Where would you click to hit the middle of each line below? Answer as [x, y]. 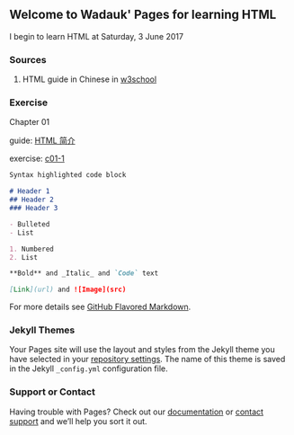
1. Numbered [31, 249]
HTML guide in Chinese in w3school [89, 79]
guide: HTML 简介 [42, 141]
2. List [24, 257]
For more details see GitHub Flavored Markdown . [100, 307]
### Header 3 [34, 209]
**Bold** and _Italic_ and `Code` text [84, 273]
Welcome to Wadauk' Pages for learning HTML [143, 15]
